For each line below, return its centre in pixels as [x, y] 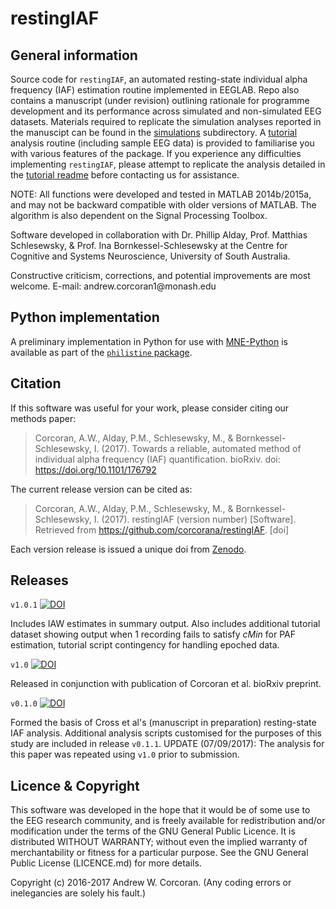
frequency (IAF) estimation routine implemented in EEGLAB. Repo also [155, 90]
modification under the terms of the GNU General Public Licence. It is [153, 831]
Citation [36, 383]
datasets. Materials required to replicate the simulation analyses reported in [166, 121]
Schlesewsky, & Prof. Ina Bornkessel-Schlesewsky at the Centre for [149, 245]
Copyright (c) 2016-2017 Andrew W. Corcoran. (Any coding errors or [151, 883]
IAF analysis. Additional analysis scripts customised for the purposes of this [166, 733]
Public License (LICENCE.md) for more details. [106, 863]
